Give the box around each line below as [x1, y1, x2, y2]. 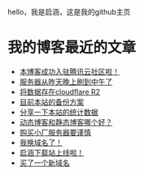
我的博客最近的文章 [7, 39, 137, 57]
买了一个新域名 [19, 157, 70, 168]
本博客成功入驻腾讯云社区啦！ [19, 66, 120, 76]
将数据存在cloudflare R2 [19, 87, 101, 96]
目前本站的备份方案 [19, 96, 85, 107]
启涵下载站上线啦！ [19, 147, 85, 157]
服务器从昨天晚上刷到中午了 [19, 76, 113, 87]
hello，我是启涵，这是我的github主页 [7, 7, 131, 16]
